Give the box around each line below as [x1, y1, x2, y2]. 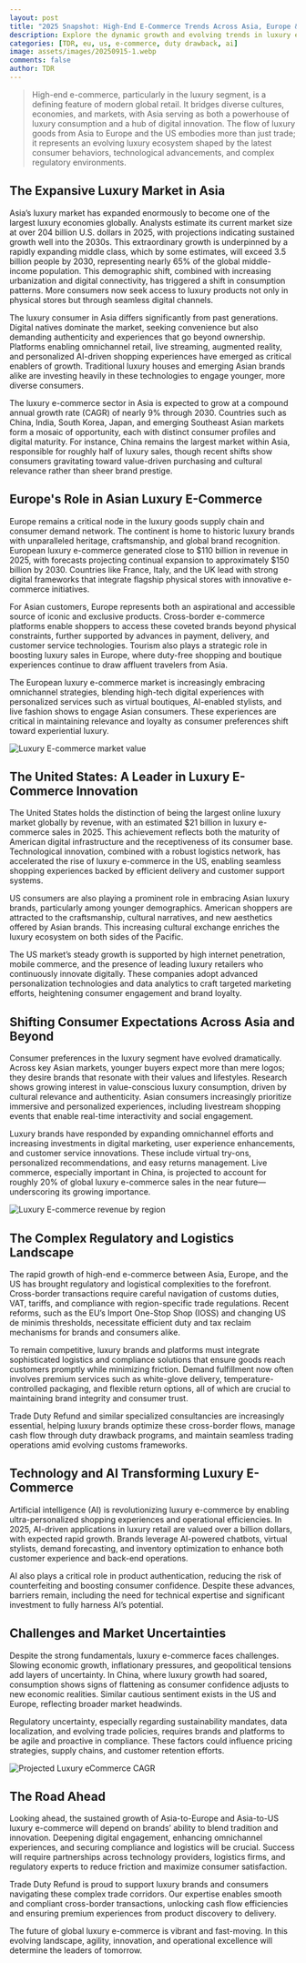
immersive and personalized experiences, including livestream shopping [9, 1101, 280, 1112]
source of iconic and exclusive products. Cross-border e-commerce [9, 611, 266, 622]
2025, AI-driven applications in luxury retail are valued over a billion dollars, [9, 1523, 293, 1534]
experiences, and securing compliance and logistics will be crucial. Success [9, 1842, 295, 1853]
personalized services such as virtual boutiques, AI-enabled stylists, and [9, 696, 282, 707]
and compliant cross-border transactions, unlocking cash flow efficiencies [9, 1898, 289, 1909]
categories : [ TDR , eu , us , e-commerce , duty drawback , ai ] [9, 38, 239, 48]
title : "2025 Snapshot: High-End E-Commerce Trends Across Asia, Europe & [9, 22, 300, 31]
